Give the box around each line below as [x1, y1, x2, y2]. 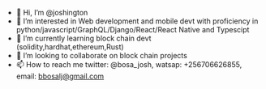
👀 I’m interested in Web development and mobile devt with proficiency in [15, 16, 259, 26]
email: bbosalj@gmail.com [15, 71, 105, 81]
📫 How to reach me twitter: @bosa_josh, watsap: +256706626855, [15, 60, 242, 69]
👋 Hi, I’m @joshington [15, 8, 88, 17]
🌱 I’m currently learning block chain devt [15, 33, 152, 43]
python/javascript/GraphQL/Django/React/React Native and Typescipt [15, 25, 250, 34]
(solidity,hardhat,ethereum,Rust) [15, 42, 124, 52]
